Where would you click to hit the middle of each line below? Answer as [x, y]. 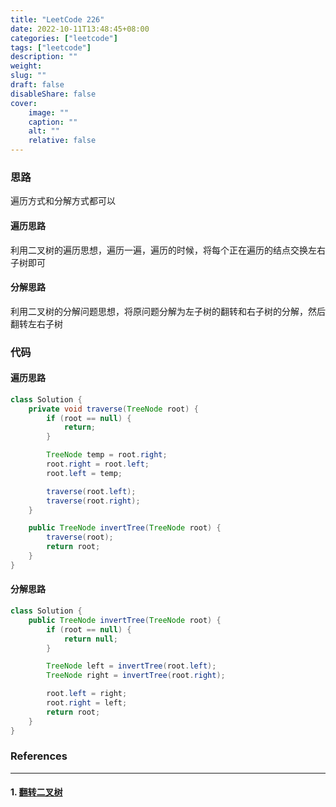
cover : [24, 103]
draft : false [37, 85]
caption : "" [53, 122]
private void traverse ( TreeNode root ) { [113, 409]
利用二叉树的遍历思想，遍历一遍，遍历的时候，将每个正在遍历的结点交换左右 [168, 250]
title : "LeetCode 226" [57, 19]
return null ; [90, 639]
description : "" [44, 57]
